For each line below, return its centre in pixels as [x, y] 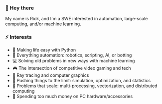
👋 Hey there [19, 8]
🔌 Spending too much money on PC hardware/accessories [73, 96]
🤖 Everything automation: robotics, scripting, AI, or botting [72, 55]
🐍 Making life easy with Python [44, 50]
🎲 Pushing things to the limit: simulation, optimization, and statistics [81, 80]
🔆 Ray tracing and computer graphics [51, 75]
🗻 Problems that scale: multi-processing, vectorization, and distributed [85, 86]
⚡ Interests [19, 37]
